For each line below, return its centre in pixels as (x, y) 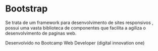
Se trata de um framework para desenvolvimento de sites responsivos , (80, 22)
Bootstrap (27, 9)
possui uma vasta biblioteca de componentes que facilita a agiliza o (76, 27)
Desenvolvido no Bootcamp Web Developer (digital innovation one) (75, 42)
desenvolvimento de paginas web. (41, 33)
